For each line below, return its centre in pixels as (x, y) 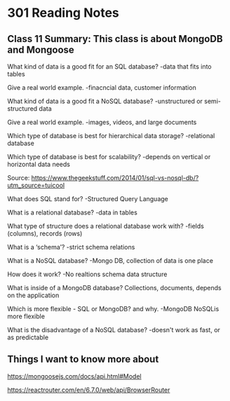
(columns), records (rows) (45, 233)
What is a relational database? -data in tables (73, 212)
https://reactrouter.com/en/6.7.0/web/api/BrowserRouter (89, 390)
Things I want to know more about (83, 359)
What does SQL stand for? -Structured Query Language (88, 199)
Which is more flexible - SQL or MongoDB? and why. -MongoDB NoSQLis (113, 309)
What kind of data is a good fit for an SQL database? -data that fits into (109, 67)
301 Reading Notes (63, 13)
